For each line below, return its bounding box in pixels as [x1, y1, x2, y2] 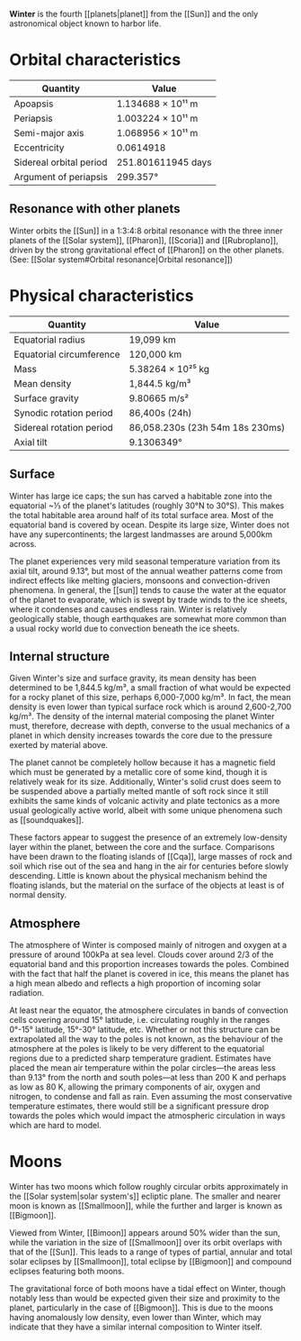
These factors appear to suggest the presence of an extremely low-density [9, 832, 288, 843]
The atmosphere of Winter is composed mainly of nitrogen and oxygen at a [9, 940, 288, 951]
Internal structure [9, 649, 111, 664]
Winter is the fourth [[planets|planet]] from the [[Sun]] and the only [9, 9, 259, 19]
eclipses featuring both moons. [9, 1266, 125, 1277]
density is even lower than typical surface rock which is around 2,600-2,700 [9, 701, 292, 712]
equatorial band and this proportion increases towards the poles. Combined [9, 959, 289, 970]
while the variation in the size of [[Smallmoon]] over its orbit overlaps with [9, 1237, 283, 1248]
